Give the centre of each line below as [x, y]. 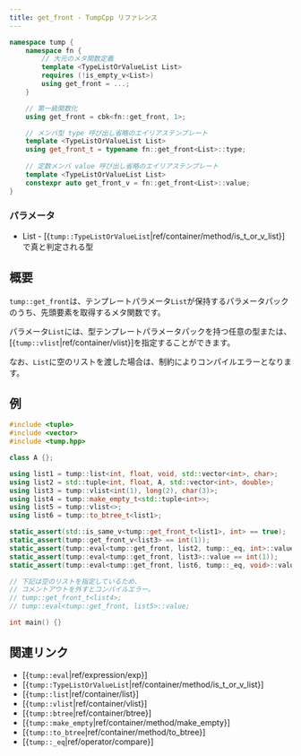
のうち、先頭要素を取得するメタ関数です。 [87, 312]
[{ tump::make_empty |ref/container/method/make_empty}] [126, 722]
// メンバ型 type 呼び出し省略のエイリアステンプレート [117, 133]
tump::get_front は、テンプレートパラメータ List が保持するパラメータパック [149, 300]
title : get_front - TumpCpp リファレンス [84, 17]
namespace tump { [42, 42]
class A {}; [31, 458]
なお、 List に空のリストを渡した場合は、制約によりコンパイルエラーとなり [146, 361]
